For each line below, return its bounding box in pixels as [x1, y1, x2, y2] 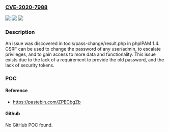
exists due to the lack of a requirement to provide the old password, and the [5, 56, 164, 62]
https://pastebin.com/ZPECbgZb [12, 99, 81, 105]
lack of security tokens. [5, 62, 54, 68]
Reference [5, 87, 28, 94]
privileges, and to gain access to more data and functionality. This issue [5, 51, 156, 57]
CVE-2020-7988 [5, 4, 48, 11]
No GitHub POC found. [5, 122, 53, 128]
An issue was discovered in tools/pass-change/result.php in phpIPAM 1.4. [5, 40, 160, 47]
